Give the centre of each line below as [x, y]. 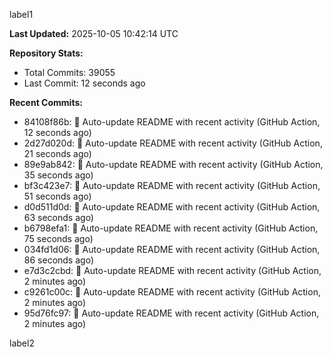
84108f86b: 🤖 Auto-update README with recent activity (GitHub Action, [172, 122]
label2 [22, 343]
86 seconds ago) [58, 260]
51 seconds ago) [57, 196]
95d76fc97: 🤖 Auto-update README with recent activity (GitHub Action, [171, 313]
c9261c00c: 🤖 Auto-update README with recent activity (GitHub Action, [172, 292]
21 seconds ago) [57, 153]
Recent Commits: [46, 102]
